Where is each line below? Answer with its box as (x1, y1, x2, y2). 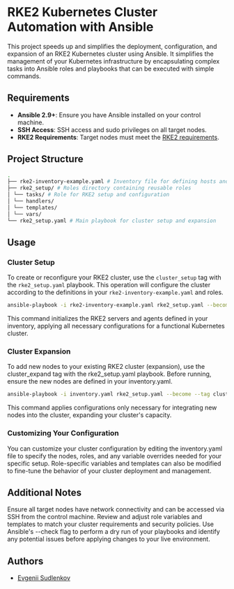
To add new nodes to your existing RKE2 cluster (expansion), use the (7, 363, 205, 371)
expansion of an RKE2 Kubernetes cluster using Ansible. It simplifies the (7, 50, 214, 58)
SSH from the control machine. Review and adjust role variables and (7, 513, 203, 521)
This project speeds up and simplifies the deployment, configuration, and (7, 42, 217, 50)
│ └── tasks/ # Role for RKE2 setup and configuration (7, 191, 170, 198)
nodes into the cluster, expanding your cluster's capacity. (7, 411, 172, 419)
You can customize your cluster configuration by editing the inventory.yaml (7, 444, 223, 453)
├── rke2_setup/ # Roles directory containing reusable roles (7, 184, 192, 192)
